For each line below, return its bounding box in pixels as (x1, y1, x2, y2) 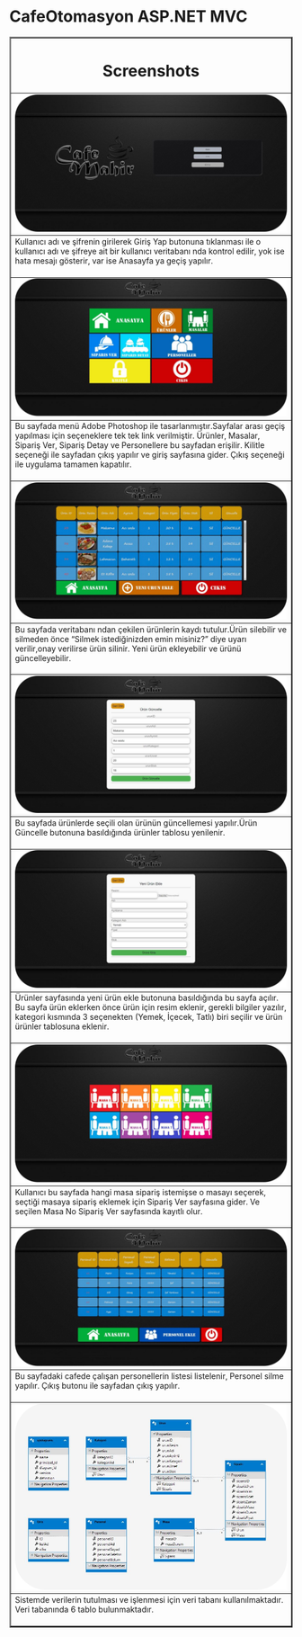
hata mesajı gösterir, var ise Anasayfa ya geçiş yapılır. (14, 255, 214, 266)
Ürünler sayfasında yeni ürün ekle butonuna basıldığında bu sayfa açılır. (14, 992, 279, 1004)
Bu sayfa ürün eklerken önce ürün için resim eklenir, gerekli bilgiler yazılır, (14, 1002, 287, 1013)
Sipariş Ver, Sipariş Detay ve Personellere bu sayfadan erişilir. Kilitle (14, 440, 265, 451)
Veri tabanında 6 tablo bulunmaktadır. (14, 1604, 155, 1615)
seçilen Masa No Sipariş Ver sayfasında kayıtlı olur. (14, 1205, 203, 1216)
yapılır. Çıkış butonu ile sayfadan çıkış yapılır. (14, 1381, 181, 1391)
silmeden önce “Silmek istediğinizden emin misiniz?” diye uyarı (14, 633, 247, 644)
